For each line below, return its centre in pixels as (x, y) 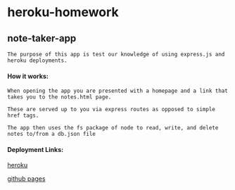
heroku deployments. (38, 61)
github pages (26, 179)
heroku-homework (63, 12)
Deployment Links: (36, 149)
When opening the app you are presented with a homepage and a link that (118, 91)
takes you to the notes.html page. (59, 97)
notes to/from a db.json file (52, 134)
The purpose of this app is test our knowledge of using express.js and (116, 54)
